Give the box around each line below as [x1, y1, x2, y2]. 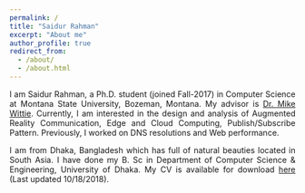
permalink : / [9, 13, 59, 23]
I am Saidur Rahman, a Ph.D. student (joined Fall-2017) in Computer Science [9, 88, 296, 100]
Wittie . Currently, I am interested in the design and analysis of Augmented [9, 108, 296, 119]
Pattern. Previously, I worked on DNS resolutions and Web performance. [9, 127, 280, 138]
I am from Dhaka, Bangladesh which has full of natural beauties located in [9, 144, 296, 155]
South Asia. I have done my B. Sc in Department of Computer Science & [9, 154, 296, 165]
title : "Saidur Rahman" [9, 22, 100, 31]
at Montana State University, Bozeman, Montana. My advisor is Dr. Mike [9, 98, 296, 109]
